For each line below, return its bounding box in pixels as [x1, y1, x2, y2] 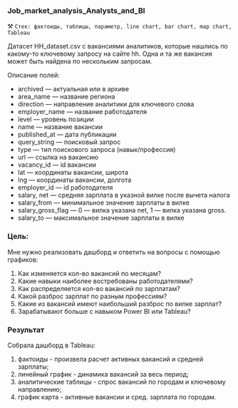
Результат [7, 325, 45, 335]
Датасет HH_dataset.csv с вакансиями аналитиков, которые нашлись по [7, 42, 228, 51]
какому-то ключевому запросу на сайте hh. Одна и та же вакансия [7, 49, 212, 58]
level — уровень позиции [17, 115, 94, 123]
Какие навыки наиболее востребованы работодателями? [17, 277, 194, 285]
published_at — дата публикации [17, 131, 117, 139]
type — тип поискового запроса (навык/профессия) [17, 146, 176, 154]
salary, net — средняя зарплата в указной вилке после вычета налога [17, 191, 230, 200]
